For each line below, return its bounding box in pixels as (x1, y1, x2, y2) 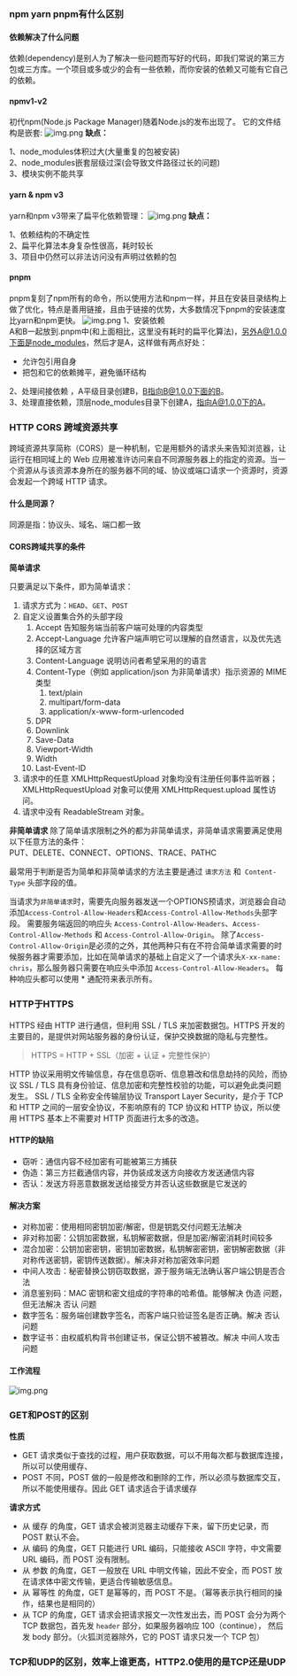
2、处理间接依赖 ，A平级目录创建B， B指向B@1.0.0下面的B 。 (9, 385, 229, 396)
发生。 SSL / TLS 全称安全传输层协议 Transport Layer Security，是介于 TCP (9, 1091, 284, 1101)
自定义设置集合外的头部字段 (21, 611, 124, 622)
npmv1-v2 (9, 96, 48, 106)
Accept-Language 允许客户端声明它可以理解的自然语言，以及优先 (34, 633, 274, 644)
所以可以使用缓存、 (21, 1461, 93, 1471)
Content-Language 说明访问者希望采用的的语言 (34, 655, 208, 666)
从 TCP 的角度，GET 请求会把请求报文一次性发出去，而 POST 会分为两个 (21, 1609, 286, 1619)
